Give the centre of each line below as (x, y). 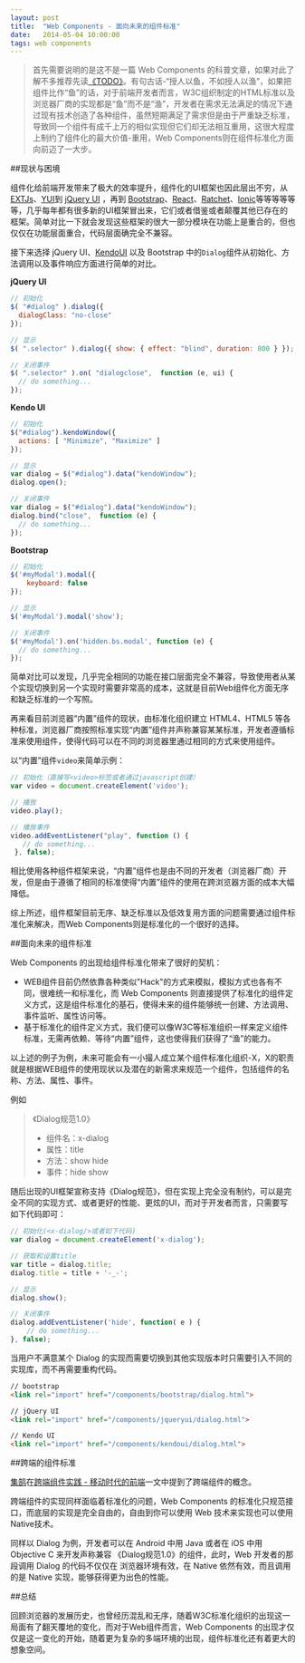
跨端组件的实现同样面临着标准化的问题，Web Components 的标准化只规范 (148, 1502)
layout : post (35, 18)
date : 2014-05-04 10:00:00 (65, 34)
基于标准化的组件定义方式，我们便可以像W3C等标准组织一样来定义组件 (156, 1027)
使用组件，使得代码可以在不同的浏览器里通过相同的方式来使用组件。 (152, 741)
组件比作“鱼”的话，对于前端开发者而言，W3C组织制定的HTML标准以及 (163, 92)
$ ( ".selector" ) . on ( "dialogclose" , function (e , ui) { (122, 373)
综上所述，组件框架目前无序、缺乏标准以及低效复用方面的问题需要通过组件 (149, 913)
